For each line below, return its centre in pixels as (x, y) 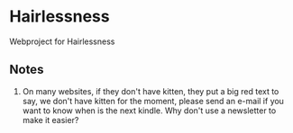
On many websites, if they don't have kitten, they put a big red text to (151, 91)
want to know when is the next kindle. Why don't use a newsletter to (149, 111)
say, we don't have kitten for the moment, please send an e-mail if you (153, 101)
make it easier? (50, 120)
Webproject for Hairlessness (62, 41)
